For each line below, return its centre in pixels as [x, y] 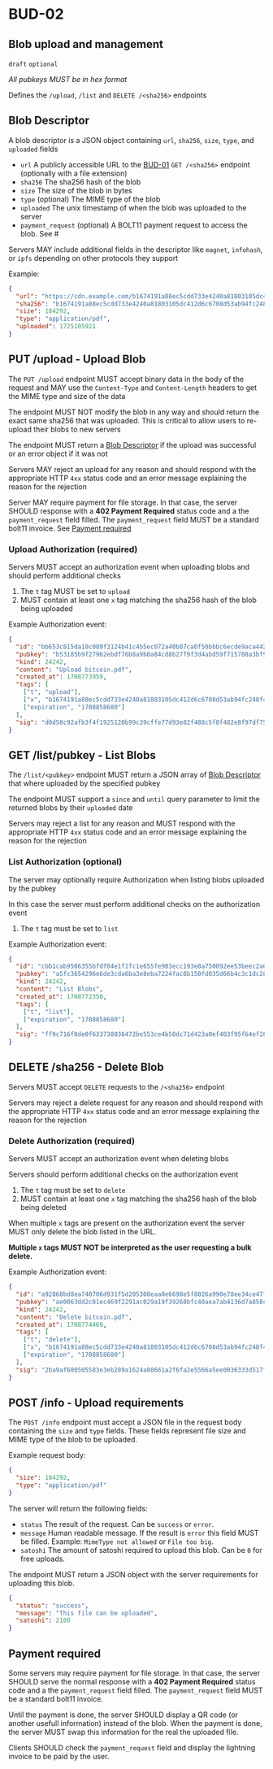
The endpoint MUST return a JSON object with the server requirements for [133, 1574]
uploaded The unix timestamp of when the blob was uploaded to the [133, 207]
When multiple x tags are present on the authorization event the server [127, 1223]
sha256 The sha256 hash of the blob [80, 182]
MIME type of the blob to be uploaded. [73, 1440]
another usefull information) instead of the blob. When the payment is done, [135, 1723]
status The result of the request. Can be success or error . [117, 1524]
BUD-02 [36, 14]
